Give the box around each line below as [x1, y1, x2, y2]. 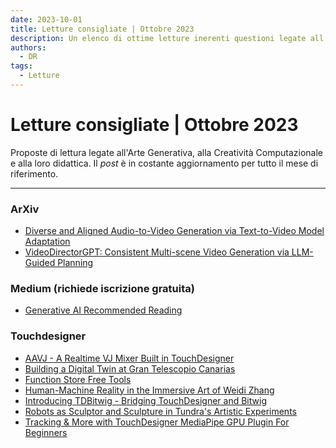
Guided [24, 257, 56, 269]
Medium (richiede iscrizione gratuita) [10, 282, 195, 296]
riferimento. [10, 167, 59, 180]
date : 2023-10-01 [10, 14, 83, 25]
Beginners [24, 426, 68, 438]
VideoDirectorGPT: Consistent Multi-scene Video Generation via [24, 246, 290, 258]
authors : [10, 42, 47, 53]
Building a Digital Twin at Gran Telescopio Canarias [24, 362, 236, 375]
